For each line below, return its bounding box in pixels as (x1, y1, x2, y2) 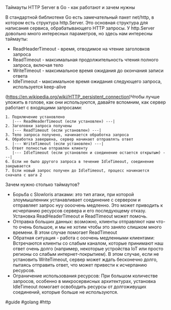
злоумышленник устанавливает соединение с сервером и (12, 197, 141, 203)
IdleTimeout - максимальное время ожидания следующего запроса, (12, 79, 162, 84)
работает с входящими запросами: (5, 105, 83, 110)
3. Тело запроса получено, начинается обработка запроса (5, 132, 129, 137)
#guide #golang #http (5, 299, 51, 305)
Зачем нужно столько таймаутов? (5, 181, 80, 187)
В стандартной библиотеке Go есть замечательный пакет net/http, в (5, 14, 154, 20)
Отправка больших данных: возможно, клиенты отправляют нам (12, 219, 155, 224)
